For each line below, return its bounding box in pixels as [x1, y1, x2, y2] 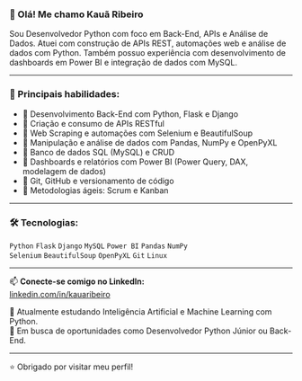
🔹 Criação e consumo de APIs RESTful [22, 118, 164, 128]
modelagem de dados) [22, 165, 106, 176]
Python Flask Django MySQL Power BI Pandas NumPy [9, 242, 189, 251]
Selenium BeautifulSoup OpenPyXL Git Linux [9, 251, 168, 260]
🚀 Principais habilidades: [9, 88, 120, 101]
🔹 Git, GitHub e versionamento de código [22, 175, 174, 186]
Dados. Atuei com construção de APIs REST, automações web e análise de [9, 38, 287, 49]
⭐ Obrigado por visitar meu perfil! [9, 361, 134, 372]
